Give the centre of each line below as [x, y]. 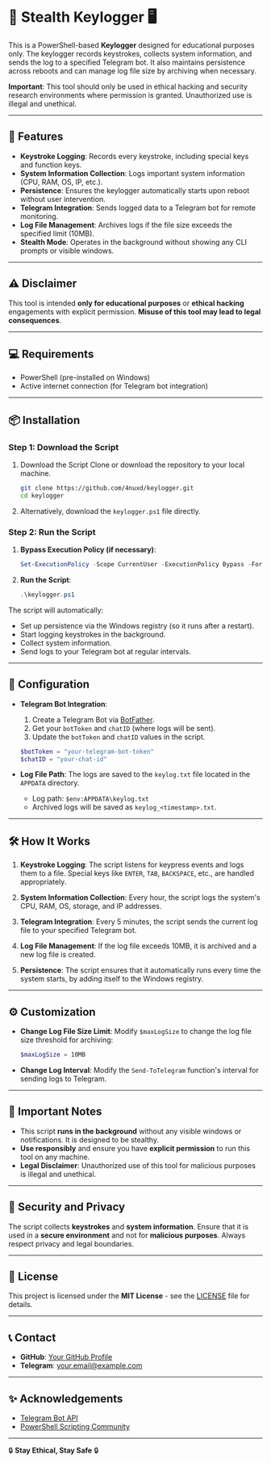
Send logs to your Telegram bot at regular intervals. [105, 651]
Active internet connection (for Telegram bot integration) [114, 386]
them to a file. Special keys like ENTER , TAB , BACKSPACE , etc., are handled [137, 873]
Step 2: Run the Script [52, 532]
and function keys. [51, 165]
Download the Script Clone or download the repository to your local [132, 465]
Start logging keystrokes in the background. [93, 634]
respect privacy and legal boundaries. [71, 1243]
